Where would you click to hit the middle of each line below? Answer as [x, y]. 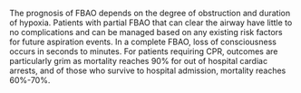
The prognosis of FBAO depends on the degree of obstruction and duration [150, 13]
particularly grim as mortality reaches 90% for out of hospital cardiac [139, 61]
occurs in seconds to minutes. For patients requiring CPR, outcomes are [144, 51]
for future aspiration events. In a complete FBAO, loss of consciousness [143, 42]
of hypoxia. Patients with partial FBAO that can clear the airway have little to [151, 23]
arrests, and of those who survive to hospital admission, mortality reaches [148, 70]
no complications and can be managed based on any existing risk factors [146, 32]
